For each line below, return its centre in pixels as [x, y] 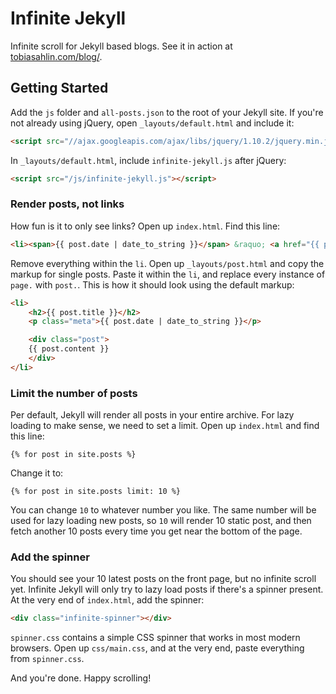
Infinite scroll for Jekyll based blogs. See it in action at [121, 46]
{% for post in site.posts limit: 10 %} [96, 492]
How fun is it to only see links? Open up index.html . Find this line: [145, 226]
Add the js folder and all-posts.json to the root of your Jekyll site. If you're [167, 112]
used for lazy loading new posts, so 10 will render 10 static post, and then [161, 521]
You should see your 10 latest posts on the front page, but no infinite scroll [163, 579]
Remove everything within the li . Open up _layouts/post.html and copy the [167, 263]
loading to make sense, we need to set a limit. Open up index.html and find [165, 426]
